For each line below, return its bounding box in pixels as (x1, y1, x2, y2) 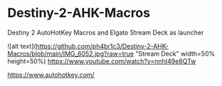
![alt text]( (7, 42, 37, 50)
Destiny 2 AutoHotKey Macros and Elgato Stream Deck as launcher (7, 28, 204, 37)
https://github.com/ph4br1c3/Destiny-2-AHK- (36, 42, 169, 50)
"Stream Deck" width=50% (134, 49, 216, 58)
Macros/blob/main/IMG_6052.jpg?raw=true (7, 49, 134, 58)
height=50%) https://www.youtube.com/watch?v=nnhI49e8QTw (7, 56, 196, 65)
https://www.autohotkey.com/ (7, 70, 95, 79)
